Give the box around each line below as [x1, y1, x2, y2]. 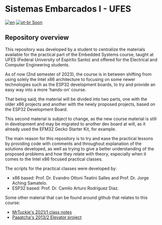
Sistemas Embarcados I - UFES [5, 3, 132, 15]
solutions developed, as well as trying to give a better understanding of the [5, 145, 154, 151]
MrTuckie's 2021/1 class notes [12, 209, 72, 215]
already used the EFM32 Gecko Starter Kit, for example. [5, 126, 117, 132]
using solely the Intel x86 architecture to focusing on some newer [5, 76, 135, 82]
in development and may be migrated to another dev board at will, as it [5, 121, 146, 127]
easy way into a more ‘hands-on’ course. [5, 86, 87, 93]
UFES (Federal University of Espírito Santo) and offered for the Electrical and [5, 57, 158, 63]
